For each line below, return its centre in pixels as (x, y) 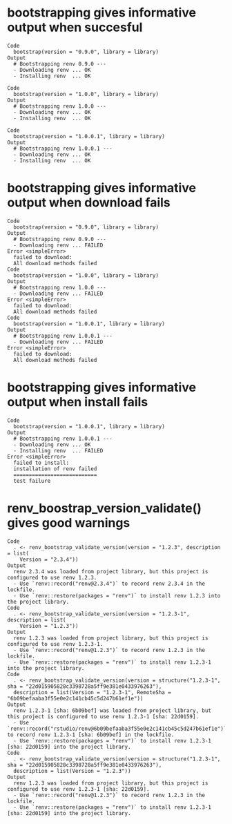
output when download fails (89, 203)
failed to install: (41, 463)
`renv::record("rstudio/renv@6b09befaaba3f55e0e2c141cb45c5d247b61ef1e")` (117, 729)
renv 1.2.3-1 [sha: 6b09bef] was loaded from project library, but (113, 710)
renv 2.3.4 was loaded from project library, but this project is (111, 571)
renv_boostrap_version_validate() (105, 508)
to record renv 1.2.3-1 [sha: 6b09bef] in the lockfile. (91, 735)
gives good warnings (69, 523)
